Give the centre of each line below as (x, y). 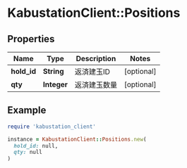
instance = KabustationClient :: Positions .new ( (77, 139)
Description (96, 59)
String (54, 71)
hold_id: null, (36, 146)
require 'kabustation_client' (52, 127)
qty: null (28, 153)
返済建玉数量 (96, 85)
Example (27, 110)
